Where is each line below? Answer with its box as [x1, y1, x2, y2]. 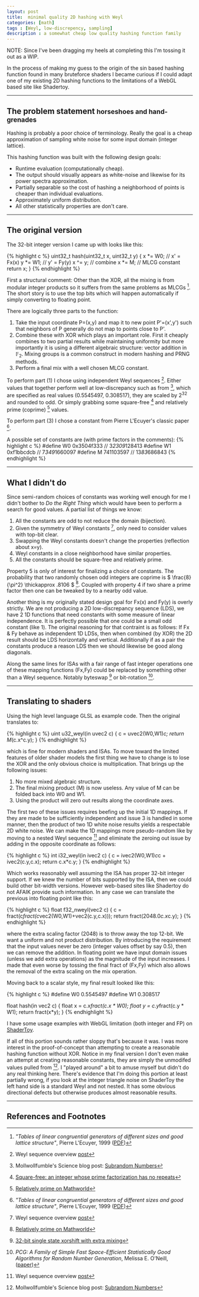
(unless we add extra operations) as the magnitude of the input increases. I [6, 955, 190, 963]
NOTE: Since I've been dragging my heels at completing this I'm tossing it [6, 47, 185, 54]
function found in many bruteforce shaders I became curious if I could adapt [6, 71, 193, 78]
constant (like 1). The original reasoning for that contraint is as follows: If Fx [6, 624, 190, 631]
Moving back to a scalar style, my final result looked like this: [6, 979, 155, 987]
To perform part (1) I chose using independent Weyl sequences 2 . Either [6, 376, 182, 384]
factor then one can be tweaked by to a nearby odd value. [6, 587, 148, 594]
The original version [6, 225, 82, 235]
